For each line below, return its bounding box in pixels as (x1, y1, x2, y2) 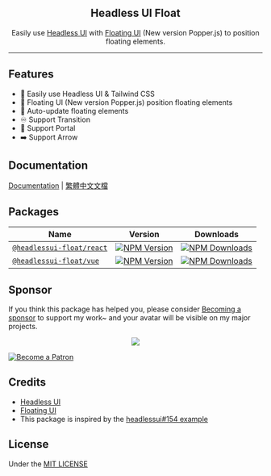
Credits (8, 375, 47, 390)
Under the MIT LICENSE (8, 459, 89, 469)
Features (8, 68, 54, 81)
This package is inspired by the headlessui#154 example (19, 414, 208, 424)
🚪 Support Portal (19, 123, 76, 132)
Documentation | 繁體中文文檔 (8, 181, 109, 190)
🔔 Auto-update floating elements (19, 106, 129, 115)
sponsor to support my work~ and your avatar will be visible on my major (8, 313, 251, 323)
